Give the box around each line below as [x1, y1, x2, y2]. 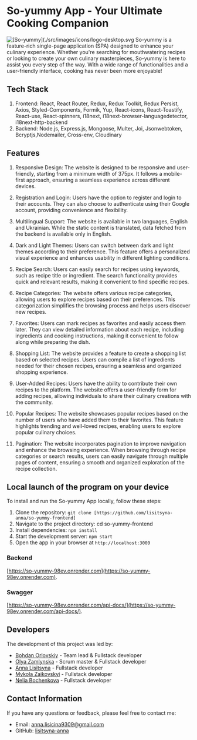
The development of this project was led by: [6, 640, 113, 647]
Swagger [6, 588, 33, 596]
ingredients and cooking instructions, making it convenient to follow [15, 332, 179, 339]
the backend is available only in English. [15, 230, 112, 237]
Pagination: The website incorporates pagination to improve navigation [15, 440, 186, 447]
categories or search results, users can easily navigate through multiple [15, 453, 188, 460]
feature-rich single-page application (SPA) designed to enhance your [6, 42, 174, 49]
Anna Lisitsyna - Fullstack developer [15, 664, 103, 671]
